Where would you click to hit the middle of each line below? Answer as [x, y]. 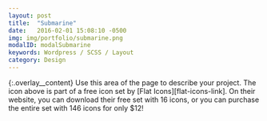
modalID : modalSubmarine [50, 45]
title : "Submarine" [43, 23]
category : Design [37, 60]
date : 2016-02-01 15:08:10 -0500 [68, 30]
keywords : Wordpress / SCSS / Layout [71, 53]
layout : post [30, 16]
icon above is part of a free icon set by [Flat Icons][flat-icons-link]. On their [132, 91]
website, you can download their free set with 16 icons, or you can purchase [134, 100]
